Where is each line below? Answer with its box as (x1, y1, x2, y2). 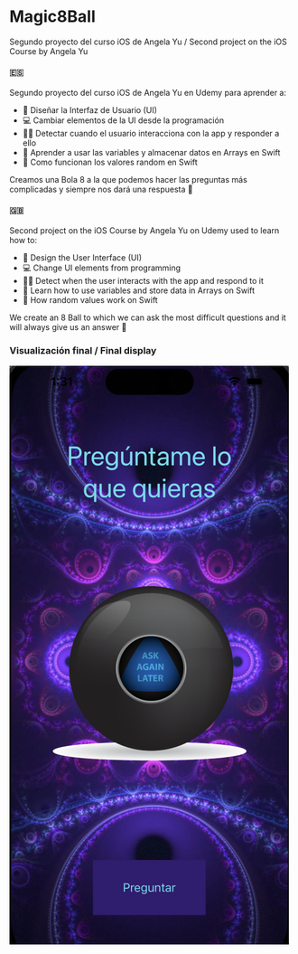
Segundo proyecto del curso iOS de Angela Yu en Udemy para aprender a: (9, 88, 287, 99)
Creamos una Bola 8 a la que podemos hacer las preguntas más (9, 175, 248, 185)
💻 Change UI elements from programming (22, 262, 182, 273)
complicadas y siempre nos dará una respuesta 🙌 (9, 184, 193, 195)
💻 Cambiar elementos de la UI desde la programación (22, 115, 224, 126)
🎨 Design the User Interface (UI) (22, 252, 143, 263)
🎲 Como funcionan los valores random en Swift (22, 156, 199, 168)
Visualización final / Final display (9, 345, 157, 357)
